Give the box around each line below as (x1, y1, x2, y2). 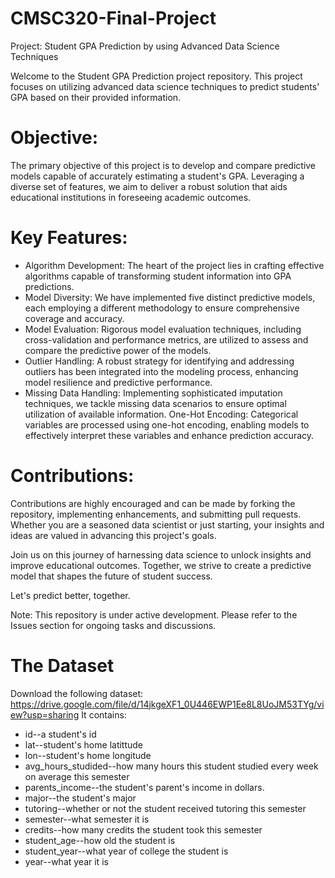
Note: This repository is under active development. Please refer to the (10, 608, 298, 621)
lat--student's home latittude (24, 738, 144, 751)
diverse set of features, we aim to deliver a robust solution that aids (10, 180, 288, 192)
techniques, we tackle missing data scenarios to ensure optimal (24, 397, 287, 409)
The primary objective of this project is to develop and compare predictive (10, 159, 317, 171)
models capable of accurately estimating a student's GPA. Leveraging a (10, 170, 305, 182)
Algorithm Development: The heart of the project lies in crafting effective (24, 259, 325, 271)
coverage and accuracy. (24, 312, 125, 324)
